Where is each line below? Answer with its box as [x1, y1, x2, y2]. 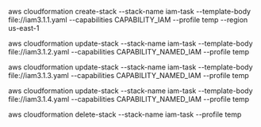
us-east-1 [8, 24, 40, 32]
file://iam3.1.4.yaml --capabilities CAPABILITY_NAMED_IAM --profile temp [8, 95, 250, 103]
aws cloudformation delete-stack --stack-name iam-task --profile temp [8, 110, 242, 119]
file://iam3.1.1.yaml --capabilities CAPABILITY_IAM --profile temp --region [8, 15, 248, 24]
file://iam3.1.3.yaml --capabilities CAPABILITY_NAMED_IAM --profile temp [8, 71, 250, 80]
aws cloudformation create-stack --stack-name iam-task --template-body [8, 7, 251, 16]
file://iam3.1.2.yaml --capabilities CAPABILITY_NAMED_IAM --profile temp [8, 47, 250, 56]
